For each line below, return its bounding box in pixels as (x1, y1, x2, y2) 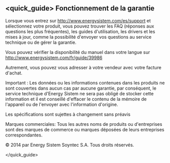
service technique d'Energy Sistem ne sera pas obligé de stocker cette (5, 90, 154, 96)
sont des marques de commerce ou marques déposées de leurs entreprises (5, 126, 164, 132)
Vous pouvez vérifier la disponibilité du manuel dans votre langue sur (5, 49, 150, 55)
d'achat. (5, 70, 23, 76)
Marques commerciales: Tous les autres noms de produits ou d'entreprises (5, 121, 162, 127)
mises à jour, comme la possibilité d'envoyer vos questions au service (5, 34, 152, 40)
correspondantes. (5, 132, 43, 138)
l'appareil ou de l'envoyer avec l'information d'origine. (5, 101, 119, 107)
